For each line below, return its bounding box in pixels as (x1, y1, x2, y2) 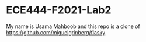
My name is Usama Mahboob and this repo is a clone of (6, 23, 140, 30)
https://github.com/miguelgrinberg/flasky (6, 29, 106, 36)
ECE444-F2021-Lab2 (6, 3, 112, 17)
